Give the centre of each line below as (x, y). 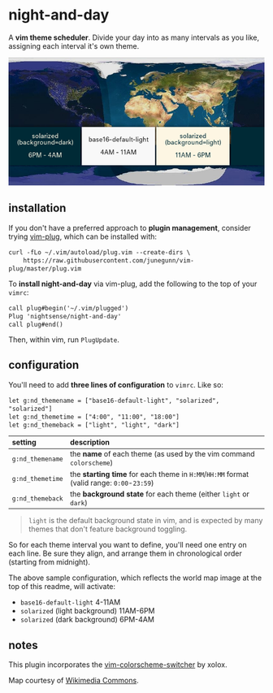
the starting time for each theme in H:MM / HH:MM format (160, 474)
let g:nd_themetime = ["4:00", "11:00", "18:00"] (94, 417)
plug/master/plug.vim (45, 269)
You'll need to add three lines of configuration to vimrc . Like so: (116, 384)
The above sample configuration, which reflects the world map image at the (135, 578)
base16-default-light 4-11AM (70, 602)
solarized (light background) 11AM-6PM (87, 611)
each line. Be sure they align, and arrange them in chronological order (125, 553)
